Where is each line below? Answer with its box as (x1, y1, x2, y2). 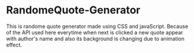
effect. (6, 41, 22, 48)
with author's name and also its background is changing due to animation (6, 35, 185, 42)
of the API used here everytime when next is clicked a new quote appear (6, 29, 183, 36)
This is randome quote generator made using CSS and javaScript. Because (6, 23, 188, 30)
